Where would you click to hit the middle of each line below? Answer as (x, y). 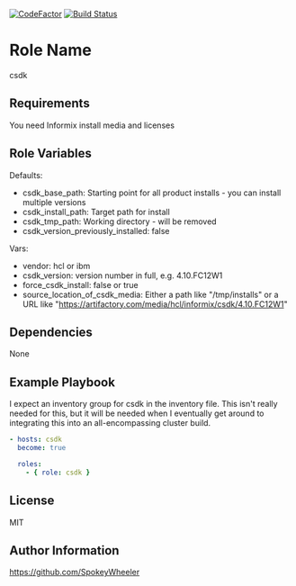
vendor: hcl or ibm (56, 266)
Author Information (64, 550)
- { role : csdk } (58, 473)
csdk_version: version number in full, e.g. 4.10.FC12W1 (122, 275)
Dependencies (51, 332)
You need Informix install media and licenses (92, 125)
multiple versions (54, 202)
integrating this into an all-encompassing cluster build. (110, 423)
